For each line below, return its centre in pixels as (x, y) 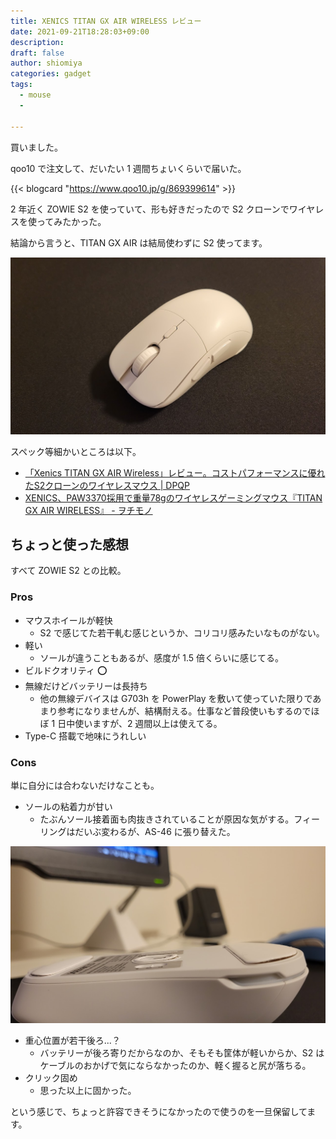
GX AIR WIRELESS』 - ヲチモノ (88, 510)
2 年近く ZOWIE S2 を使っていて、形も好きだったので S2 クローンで (150, 209)
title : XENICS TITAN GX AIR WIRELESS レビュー (106, 21)
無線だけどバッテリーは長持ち (86, 686)
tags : (21, 85)
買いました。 (36, 147)
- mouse (35, 95)
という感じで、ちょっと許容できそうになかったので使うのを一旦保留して (159, 1111)
